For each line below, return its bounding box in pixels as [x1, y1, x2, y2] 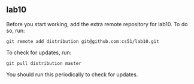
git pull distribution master [6, 60, 82, 66]
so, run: [6, 27, 25, 34]
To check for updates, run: [6, 49, 72, 56]
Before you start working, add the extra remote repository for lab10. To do [6, 20, 188, 27]
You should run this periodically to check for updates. [6, 71, 138, 78]
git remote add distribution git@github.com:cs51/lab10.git [6, 38, 160, 44]
